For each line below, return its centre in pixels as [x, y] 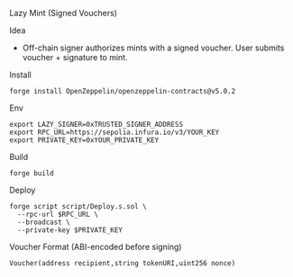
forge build [32, 174]
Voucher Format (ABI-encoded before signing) [96, 247]
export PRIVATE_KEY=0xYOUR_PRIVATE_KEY [84, 140]
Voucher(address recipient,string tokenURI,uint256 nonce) [123, 264]
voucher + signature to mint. [75, 57]
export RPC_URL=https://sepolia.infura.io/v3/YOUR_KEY [114, 132]
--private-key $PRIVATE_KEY [70, 230]
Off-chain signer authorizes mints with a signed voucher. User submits [153, 48]
